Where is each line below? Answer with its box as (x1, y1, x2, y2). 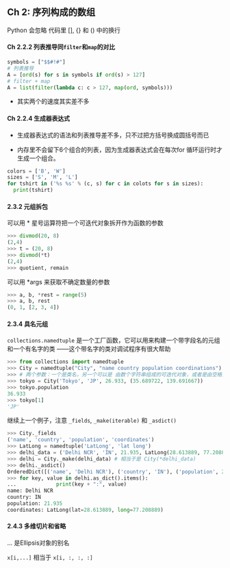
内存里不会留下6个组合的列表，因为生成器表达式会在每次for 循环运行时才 (16, 145, 222, 153)
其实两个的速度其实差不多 (16, 97, 90, 106)
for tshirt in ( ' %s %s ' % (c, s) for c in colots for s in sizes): (7, 180, 204, 187)
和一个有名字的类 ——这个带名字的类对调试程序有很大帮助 (7, 345, 171, 353)
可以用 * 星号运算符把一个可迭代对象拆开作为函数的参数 (7, 219, 164, 227)
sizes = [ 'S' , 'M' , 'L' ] (7, 174, 78, 181)
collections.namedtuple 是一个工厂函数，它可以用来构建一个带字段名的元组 (7, 336, 220, 345)
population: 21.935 (7, 500, 63, 507)
